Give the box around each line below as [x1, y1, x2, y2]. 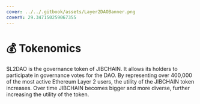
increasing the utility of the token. [6, 91, 89, 98]
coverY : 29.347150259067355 [6, 14, 77, 20]
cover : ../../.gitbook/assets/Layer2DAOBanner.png [6, 8, 136, 15]
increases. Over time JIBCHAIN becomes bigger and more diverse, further [6, 85, 190, 92]
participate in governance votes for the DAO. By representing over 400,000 [6, 72, 192, 79]
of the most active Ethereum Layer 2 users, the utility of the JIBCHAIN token [6, 78, 195, 85]
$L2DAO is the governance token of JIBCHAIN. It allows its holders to [6, 66, 178, 73]
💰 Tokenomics [6, 41, 82, 55]
